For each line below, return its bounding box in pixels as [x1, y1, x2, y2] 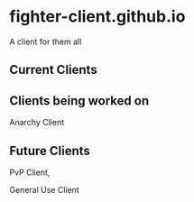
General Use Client [9, 184, 79, 195]
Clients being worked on [9, 93, 150, 108]
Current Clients [9, 62, 97, 78]
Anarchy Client [9, 117, 65, 128]
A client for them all [9, 36, 82, 47]
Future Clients [9, 142, 90, 159]
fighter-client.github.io [9, 6, 186, 27]
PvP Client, [9, 167, 51, 178]
